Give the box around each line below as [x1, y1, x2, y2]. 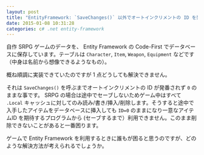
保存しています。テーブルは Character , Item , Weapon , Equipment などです [16, 51, 195, 58]
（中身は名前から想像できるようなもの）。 [6, 58, 110, 65]
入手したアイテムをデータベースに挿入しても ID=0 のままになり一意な [6, 107, 179, 114]
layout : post [6, 8, 39, 15]
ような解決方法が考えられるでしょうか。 [6, 142, 107, 150]
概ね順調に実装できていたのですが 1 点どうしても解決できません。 [6, 71, 171, 79]
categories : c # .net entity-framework [6, 25, 104, 32]
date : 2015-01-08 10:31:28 [6, 20, 75, 26]
